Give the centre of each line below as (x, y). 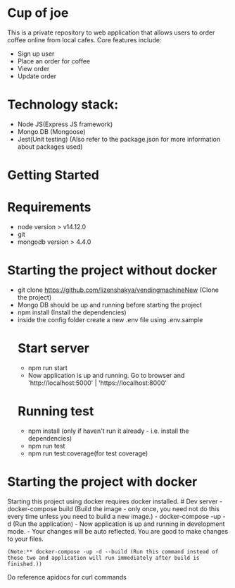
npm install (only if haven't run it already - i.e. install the (108, 431)
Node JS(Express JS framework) (65, 124)
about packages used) (50, 147)
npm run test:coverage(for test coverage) (88, 453)
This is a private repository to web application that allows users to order (111, 32)
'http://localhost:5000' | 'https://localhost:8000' (97, 383)
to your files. (25, 539)
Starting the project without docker (112, 270)
